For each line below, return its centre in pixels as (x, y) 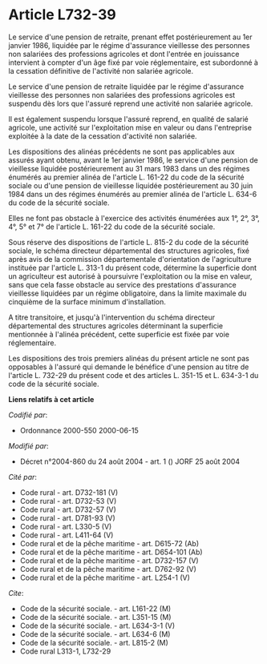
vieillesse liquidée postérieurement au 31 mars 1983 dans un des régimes (129, 168)
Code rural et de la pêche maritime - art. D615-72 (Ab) (109, 543)
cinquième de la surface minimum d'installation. (87, 301)
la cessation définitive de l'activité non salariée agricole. (101, 70)
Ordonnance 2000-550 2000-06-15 (79, 430)
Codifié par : (28, 415)
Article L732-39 (62, 15)
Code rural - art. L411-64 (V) (67, 535)
